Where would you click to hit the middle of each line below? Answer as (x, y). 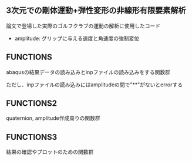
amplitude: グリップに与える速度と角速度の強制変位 (77, 38)
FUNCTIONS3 (32, 137)
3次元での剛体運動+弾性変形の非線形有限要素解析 (96, 11)
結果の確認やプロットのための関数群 (50, 152)
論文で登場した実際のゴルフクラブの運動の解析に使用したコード (83, 26)
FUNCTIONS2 (32, 104)
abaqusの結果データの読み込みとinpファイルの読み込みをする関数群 (88, 72)
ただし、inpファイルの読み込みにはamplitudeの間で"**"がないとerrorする (95, 85)
